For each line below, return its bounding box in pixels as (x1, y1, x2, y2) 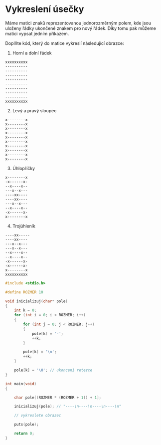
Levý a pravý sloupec (12, 107, 57, 113)
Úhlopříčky (12, 165, 35, 171)
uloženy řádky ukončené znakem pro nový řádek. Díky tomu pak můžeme (5, 25, 156, 31)
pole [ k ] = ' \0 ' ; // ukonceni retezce (14, 368, 93, 373)
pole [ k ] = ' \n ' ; (23, 349, 57, 355)
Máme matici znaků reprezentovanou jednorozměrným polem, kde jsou (5, 20, 151, 26)
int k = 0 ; (14, 308, 37, 313)
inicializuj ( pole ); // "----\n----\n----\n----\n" (14, 404, 122, 409)
